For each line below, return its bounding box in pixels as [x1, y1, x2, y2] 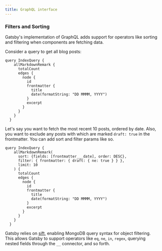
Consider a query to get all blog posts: [5, 48, 81, 54]
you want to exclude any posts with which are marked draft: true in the [5, 131, 150, 137]
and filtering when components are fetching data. [5, 39, 104, 45]
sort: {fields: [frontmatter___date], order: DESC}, [17, 154, 127, 159]
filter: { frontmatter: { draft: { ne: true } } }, [17, 158, 125, 163]
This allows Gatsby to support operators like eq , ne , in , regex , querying [5, 235, 146, 241]
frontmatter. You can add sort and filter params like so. [5, 136, 114, 142]
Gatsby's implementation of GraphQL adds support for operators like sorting [5, 34, 158, 40]
